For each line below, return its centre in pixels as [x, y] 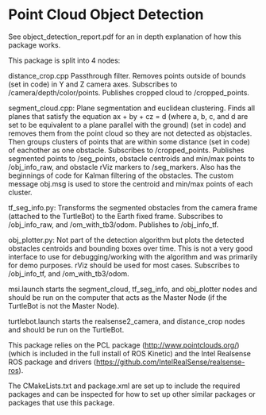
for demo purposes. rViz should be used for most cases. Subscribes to [124, 265]
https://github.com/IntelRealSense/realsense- [170, 362]
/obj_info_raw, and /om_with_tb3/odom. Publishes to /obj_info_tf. [114, 225]
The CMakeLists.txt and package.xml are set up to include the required [124, 386]
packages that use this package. [62, 402]
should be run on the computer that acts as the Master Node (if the [118, 297]
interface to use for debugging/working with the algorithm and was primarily [133, 256]
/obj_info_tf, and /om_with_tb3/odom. [69, 273]
